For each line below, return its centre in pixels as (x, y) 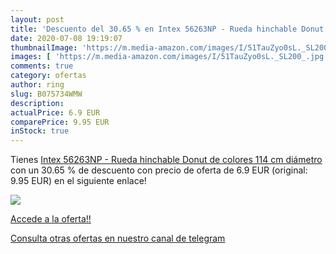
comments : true (42, 66)
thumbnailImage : (44, 47)
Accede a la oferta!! (51, 219)
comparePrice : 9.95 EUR (60, 122)
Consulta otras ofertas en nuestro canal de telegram (118, 238)
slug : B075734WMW (46, 94)
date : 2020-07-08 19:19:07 (66, 38)
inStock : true (40, 131)
